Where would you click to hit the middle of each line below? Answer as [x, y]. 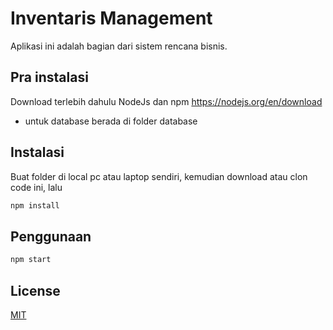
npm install [35, 205]
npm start [31, 260]
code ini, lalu [36, 187]
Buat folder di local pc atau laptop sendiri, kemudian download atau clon [159, 176]
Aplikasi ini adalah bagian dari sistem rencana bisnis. [119, 46]
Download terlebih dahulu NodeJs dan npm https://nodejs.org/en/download [166, 101]
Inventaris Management [111, 18]
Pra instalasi [49, 77]
